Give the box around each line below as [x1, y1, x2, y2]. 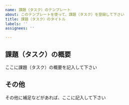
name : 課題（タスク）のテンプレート [5, 7, 71, 12]
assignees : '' [5, 26, 35, 31]
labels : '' [5, 21, 28, 26]
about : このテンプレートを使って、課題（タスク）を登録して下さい [5, 12, 125, 17]
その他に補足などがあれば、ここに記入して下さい [5, 94, 106, 100]
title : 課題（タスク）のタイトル [5, 16, 66, 21]
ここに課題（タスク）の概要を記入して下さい [5, 64, 97, 70]
